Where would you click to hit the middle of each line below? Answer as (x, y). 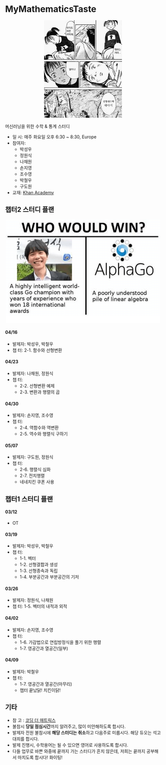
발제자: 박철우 (26, 671)
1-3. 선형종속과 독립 (39, 571)
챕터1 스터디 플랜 (29, 499)
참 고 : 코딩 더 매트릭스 (34, 720)
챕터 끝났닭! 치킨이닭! (40, 690)
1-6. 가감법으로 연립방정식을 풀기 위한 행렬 (60, 642)
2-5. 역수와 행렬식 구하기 (44, 434)
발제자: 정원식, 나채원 (33, 600)
